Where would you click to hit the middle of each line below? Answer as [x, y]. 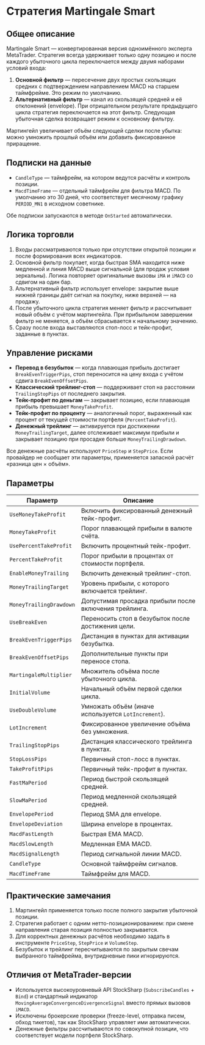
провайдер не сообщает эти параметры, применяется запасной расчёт [100, 457]
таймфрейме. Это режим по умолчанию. [68, 93]
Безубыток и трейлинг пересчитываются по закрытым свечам [97, 950]
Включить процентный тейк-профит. [136, 546]
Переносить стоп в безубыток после [135, 619]
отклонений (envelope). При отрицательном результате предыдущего [106, 106]
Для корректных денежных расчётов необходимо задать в [92, 936]
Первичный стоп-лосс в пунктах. [131, 759]
